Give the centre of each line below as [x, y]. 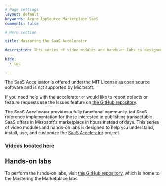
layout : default [22, 14]
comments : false [22, 23]
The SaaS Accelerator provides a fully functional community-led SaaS [76, 112]
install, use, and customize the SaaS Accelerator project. [62, 132]
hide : [11, 59]
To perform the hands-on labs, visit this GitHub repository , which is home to [82, 173]
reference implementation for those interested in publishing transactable [79, 117]
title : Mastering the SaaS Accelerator [46, 41]
